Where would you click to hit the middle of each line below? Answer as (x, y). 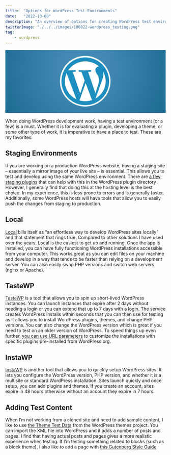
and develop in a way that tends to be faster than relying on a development (84, 259)
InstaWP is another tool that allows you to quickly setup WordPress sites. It (83, 370)
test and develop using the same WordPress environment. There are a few (83, 176)
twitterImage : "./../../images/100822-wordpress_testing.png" (73, 27)
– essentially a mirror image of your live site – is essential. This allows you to (85, 171)
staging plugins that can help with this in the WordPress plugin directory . (82, 182)
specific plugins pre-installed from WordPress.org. (58, 341)
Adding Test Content (39, 407)
